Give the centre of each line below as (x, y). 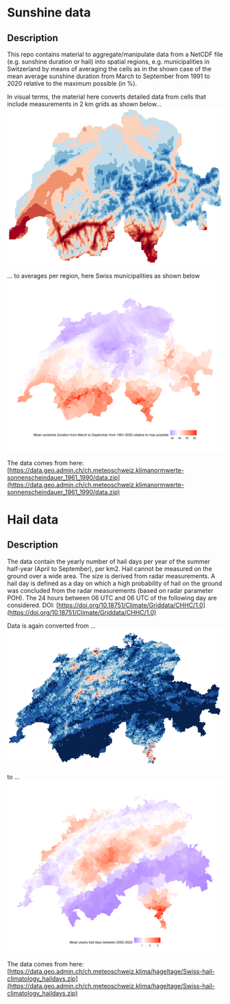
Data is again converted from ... (51, 626)
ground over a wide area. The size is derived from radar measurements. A (111, 576)
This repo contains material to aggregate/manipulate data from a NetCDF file (115, 54)
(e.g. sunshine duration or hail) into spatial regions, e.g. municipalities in (108, 62)
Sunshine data (49, 13)
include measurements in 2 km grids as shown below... (85, 104)
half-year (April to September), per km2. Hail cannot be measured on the (110, 568)
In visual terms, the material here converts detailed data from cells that (107, 97)
